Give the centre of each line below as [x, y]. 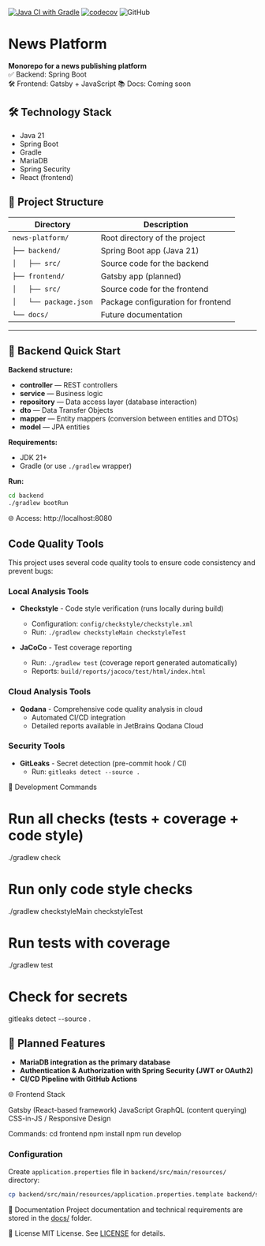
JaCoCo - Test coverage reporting [76, 648]
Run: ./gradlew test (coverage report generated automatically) [134, 663]
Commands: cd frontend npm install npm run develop [95, 1134]
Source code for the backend [155, 263]
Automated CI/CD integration [78, 717]
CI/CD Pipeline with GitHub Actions [78, 1079]
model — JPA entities [55, 427]
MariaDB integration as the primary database [95, 1062]
